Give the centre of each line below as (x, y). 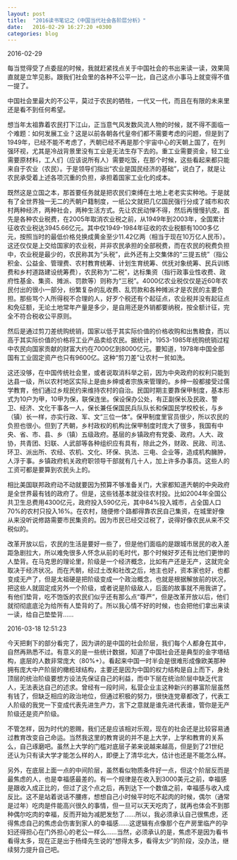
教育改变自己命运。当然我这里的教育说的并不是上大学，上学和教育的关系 (118, 738)
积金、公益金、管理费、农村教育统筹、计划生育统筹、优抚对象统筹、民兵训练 (119, 263)
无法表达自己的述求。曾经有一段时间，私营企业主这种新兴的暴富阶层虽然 (124, 687)
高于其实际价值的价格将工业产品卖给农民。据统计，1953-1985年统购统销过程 (119, 340)
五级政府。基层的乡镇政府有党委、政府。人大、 (149, 434)
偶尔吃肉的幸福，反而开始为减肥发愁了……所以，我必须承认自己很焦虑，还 (121, 814)
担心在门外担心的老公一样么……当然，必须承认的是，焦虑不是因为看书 (127, 832)
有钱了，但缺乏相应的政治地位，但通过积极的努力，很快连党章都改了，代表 (115, 696)
